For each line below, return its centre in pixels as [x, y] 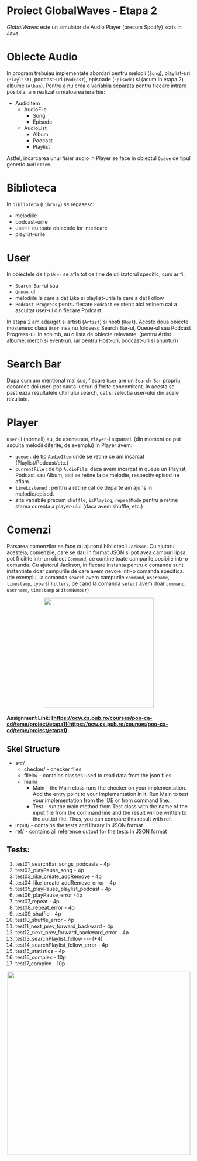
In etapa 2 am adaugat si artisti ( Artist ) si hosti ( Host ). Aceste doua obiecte [98, 322]
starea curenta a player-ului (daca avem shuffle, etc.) [79, 506]
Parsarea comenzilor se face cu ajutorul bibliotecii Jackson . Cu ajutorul [91, 546]
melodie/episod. [34, 494]
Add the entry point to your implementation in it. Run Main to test [110, 794]
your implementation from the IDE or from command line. [101, 800]
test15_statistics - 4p [40, 951]
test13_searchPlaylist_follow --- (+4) [59, 938]
